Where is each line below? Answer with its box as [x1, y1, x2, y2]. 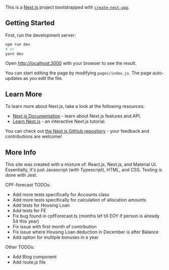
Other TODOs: [5, 244, 35, 250]
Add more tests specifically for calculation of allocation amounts [12, 197, 146, 203]
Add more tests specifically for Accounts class [12, 192, 109, 198]
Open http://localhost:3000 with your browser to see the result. [5, 60, 137, 66]
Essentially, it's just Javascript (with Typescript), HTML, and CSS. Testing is [5, 167, 162, 173]
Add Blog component [12, 254, 57, 260]
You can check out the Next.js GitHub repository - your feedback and [5, 128, 150, 134]
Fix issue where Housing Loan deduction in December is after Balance [12, 229, 159, 235]
